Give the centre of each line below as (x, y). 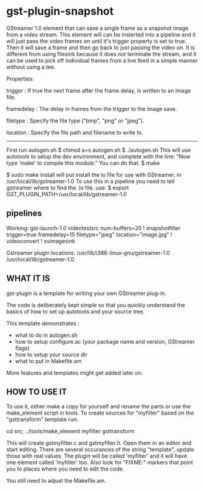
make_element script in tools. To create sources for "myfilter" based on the (100, 413)
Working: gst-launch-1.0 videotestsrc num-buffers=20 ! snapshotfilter (93, 228)
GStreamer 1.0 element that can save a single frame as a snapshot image (97, 28)
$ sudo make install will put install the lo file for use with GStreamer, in (94, 174)
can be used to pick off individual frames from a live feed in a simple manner (102, 60)
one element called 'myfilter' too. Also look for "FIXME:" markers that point (100, 463)
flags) (22, 348)
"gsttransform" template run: (42, 419)
